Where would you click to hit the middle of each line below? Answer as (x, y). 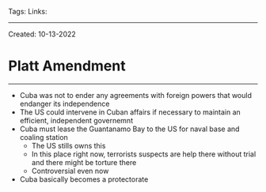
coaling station (44, 137)
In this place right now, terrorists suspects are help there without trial (144, 154)
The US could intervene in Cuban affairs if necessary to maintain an (130, 112)
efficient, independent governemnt (76, 120)
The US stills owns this (68, 145)
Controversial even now (70, 171)
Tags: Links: (28, 11)
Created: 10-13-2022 (42, 34)
